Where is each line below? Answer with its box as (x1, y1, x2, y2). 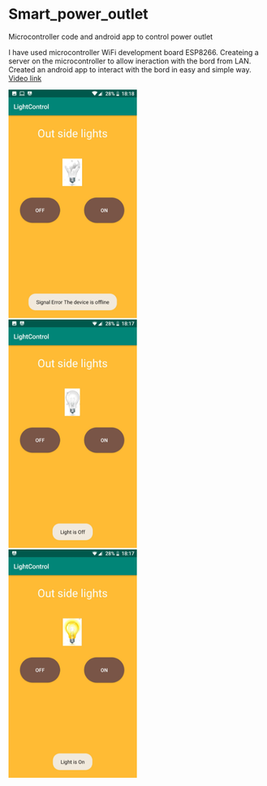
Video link (8, 73, 42, 83)
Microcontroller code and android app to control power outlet (8, 32, 213, 41)
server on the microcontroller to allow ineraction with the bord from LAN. (8, 56, 252, 66)
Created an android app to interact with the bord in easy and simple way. (8, 64, 252, 74)
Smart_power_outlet (8, 5, 149, 24)
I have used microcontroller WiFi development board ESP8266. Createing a (8, 47, 260, 57)
